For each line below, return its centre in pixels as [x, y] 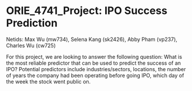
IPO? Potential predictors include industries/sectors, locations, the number [96, 69]
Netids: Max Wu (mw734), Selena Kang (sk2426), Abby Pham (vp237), [92, 39]
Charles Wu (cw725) [31, 45]
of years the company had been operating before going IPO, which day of [95, 75]
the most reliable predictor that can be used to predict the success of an [93, 63]
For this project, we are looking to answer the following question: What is [94, 57]
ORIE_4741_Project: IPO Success [87, 11]
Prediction [32, 23]
